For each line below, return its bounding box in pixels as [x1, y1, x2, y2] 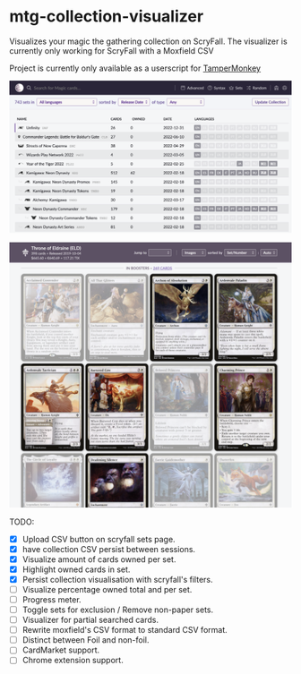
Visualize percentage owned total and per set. [21, 584, 193, 594]
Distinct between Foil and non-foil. [21, 635, 150, 645]
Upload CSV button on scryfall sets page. [21, 533, 176, 544]
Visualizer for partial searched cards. [21, 615, 159, 626]
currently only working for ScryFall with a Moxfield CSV [9, 45, 214, 55]
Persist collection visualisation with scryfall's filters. [21, 574, 213, 584]
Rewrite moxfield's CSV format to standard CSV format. [21, 625, 228, 636]
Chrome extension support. [21, 655, 124, 666]
